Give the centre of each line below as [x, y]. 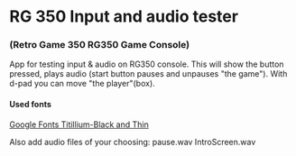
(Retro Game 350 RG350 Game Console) [100, 45]
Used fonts [31, 105]
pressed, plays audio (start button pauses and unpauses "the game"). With [148, 74]
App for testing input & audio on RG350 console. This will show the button [147, 64]
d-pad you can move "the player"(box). [82, 84]
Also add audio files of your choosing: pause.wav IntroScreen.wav [133, 142]
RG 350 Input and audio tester [124, 17]
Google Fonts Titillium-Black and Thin [79, 124]
